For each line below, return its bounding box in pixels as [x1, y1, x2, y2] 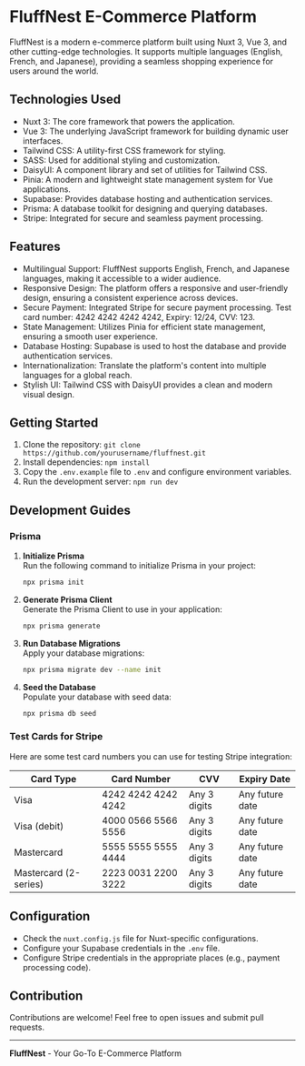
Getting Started [9, 415, 99, 430]
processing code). [22, 961, 92, 972]
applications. [22, 184, 71, 195]
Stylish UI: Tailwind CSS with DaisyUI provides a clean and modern [22, 379, 273, 390]
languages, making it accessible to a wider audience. [22, 273, 221, 284]
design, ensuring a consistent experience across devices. [22, 292, 239, 303]
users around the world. [9, 65, 99, 76]
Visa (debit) [14, 820, 64, 832]
